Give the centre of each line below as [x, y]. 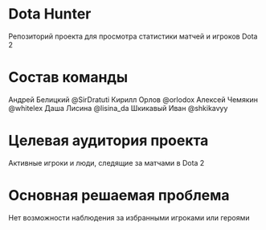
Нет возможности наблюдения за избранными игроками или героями [129, 217]
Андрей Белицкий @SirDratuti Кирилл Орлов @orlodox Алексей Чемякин [133, 99]
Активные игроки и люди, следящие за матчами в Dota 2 [106, 162]
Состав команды [68, 78]
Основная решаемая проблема [119, 195]
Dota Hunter [50, 14]
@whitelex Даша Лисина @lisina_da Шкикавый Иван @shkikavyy [118, 108]
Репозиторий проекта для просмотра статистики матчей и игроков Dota [133, 36]
